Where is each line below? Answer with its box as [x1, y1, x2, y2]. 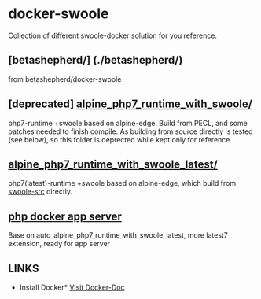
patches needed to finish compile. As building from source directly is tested [8, 127, 253, 136]
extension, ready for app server [8, 239, 111, 249]
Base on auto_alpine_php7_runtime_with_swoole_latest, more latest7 [8, 231, 228, 240]
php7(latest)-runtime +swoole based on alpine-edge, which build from [8, 179, 237, 188]
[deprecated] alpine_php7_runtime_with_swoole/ [8, 98, 253, 111]
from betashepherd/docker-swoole [8, 74, 122, 83]
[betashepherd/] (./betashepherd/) [8, 54, 183, 67]
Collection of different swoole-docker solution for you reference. [8, 31, 218, 40]
